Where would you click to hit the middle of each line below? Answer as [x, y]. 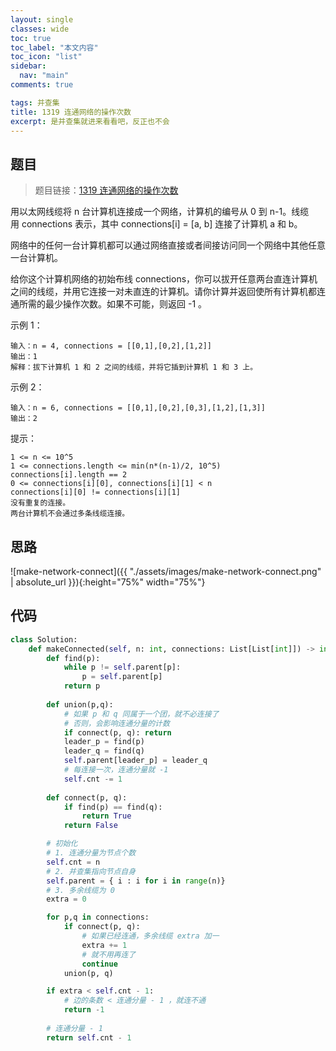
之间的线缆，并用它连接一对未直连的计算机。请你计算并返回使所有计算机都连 [168, 292]
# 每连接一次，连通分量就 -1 [116, 770]
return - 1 [84, 1010]
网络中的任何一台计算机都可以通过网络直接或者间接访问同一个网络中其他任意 [168, 245]
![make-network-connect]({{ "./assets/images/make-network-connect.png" [166, 571]
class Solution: [44, 639]
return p [82, 686]
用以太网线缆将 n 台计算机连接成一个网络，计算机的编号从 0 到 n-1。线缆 [160, 212]
